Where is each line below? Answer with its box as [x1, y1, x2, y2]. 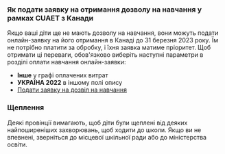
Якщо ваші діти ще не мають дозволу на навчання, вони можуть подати [7, 29, 219, 37]
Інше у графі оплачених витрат [16, 71, 108, 79]
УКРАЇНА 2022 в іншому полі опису [16, 79, 123, 87]
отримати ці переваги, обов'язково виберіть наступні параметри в [7, 51, 204, 59]
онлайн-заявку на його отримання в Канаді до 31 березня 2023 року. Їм [7, 36, 219, 44]
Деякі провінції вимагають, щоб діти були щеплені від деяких [7, 118, 188, 127]
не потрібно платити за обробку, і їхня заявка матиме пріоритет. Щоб [7, 43, 211, 52]
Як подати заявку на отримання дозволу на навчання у [7, 5, 202, 14]
